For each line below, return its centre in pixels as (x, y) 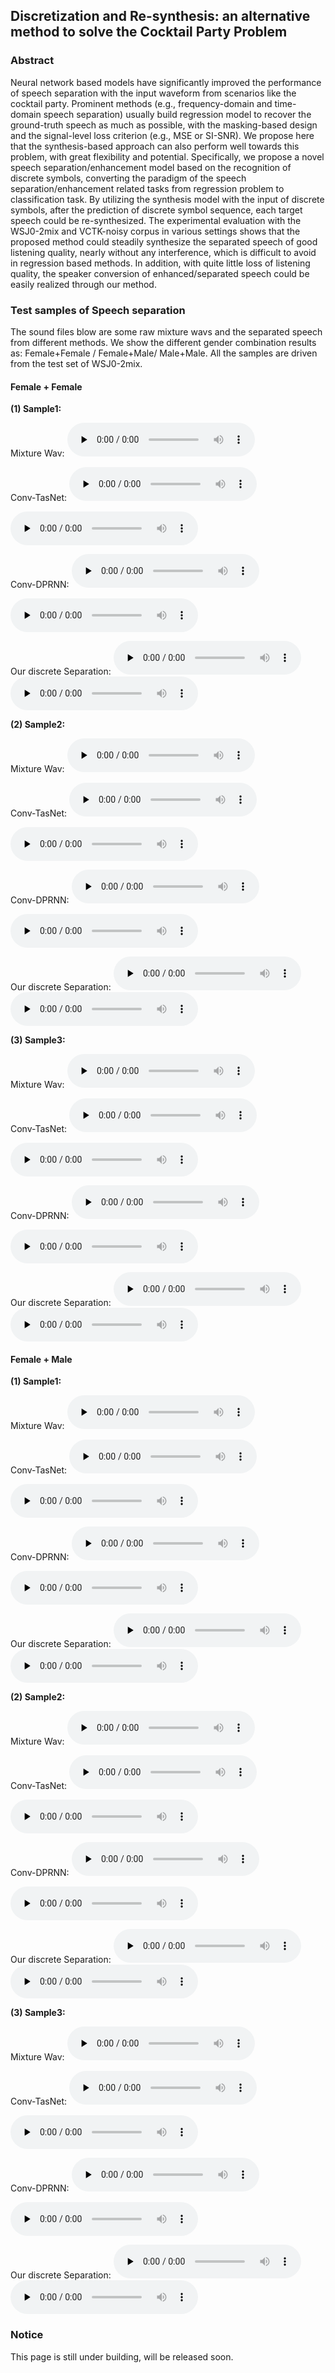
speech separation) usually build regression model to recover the (177, 114)
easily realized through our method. (83, 284)
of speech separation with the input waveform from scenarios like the (153, 93)
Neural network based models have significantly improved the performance (166, 82)
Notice (27, 2335)
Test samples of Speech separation (98, 310)
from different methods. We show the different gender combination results (163, 342)
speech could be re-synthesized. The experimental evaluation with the (156, 220)
